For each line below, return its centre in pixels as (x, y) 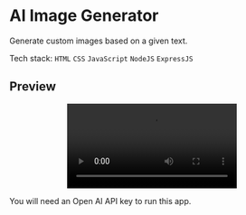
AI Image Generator (84, 16)
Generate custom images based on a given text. (99, 41)
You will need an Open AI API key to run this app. (100, 201)
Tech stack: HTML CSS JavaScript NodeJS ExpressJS (101, 58)
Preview (33, 87)
